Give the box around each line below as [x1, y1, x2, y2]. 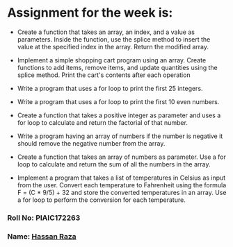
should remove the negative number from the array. [17, 139, 166, 147]
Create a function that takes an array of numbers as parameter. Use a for [17, 153, 226, 161]
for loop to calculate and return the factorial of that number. [17, 118, 188, 126]
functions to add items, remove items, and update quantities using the [17, 63, 218, 71]
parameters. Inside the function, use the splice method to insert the [17, 35, 211, 43]
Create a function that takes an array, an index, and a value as [17, 28, 195, 36]
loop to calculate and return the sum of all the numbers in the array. [17, 160, 211, 168]
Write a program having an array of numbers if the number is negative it [17, 132, 223, 140]
